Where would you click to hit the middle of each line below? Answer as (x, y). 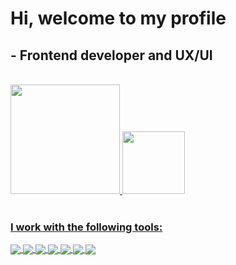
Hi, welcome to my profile (118, 18)
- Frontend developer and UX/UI (111, 55)
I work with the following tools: (86, 227)
